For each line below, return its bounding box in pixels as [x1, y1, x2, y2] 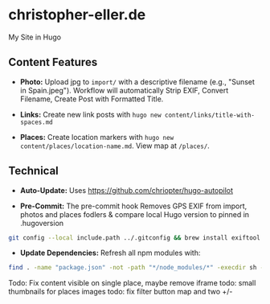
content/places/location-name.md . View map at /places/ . [19, 141, 211, 150]
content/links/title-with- [164, 111, 256, 119]
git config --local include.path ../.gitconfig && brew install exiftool [8, 233, 261, 242]
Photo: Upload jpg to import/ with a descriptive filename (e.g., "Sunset [19, 76, 256, 86]
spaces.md [19, 118, 54, 126]
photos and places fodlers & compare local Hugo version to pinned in [19, 209, 250, 219]
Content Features [8, 55, 98, 69]
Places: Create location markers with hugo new [19, 132, 174, 142]
